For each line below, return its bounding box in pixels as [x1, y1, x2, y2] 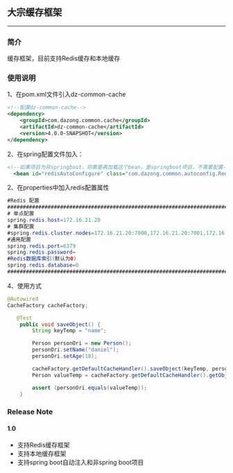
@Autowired [7, 295, 39, 302]
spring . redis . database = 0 [7, 262, 79, 269]
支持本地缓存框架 [17, 449, 67, 458]
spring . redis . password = [7, 249, 76, 256]
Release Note [7, 407, 53, 417]
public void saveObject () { [19, 321, 101, 328]
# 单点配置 [7, 210, 35, 217]
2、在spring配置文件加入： [7, 150, 85, 158]
